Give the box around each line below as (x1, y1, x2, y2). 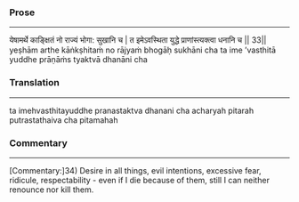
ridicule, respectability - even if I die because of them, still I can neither (9, 174, 270, 185)
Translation (9, 77, 60, 89)
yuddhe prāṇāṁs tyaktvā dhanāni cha (9, 54, 149, 65)
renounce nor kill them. (9, 184, 94, 195)
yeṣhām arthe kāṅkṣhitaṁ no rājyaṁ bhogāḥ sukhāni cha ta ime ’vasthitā (9, 44, 276, 55)
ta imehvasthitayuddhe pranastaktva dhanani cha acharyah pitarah (9, 105, 255, 116)
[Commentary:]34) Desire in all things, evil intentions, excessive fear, (9, 165, 262, 175)
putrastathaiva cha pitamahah (9, 114, 118, 125)
